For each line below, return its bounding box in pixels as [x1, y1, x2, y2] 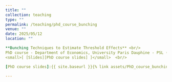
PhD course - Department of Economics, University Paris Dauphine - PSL [5, 50, 164, 55]
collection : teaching [5, 12, 52, 17]
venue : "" [5, 27, 27, 32]
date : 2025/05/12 [5, 31, 42, 36]
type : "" [5, 17, 24, 22]
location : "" [5, 36, 33, 42]
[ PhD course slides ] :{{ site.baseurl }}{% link [5, 64, 109, 69]
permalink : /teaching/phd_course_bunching [5, 22, 97, 27]
